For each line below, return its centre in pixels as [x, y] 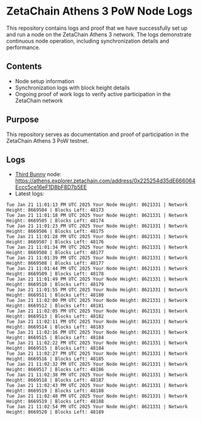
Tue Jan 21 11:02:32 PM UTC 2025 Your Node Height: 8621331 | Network [97, 365]
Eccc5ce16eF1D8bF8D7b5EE [51, 187]
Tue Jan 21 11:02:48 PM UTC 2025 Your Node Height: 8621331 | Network [97, 396]
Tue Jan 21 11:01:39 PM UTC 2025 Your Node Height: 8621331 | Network [97, 258]
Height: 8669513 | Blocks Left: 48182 [55, 317]
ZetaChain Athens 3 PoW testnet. [47, 140]
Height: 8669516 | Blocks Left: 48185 [55, 359]
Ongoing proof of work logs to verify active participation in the [93, 94]
